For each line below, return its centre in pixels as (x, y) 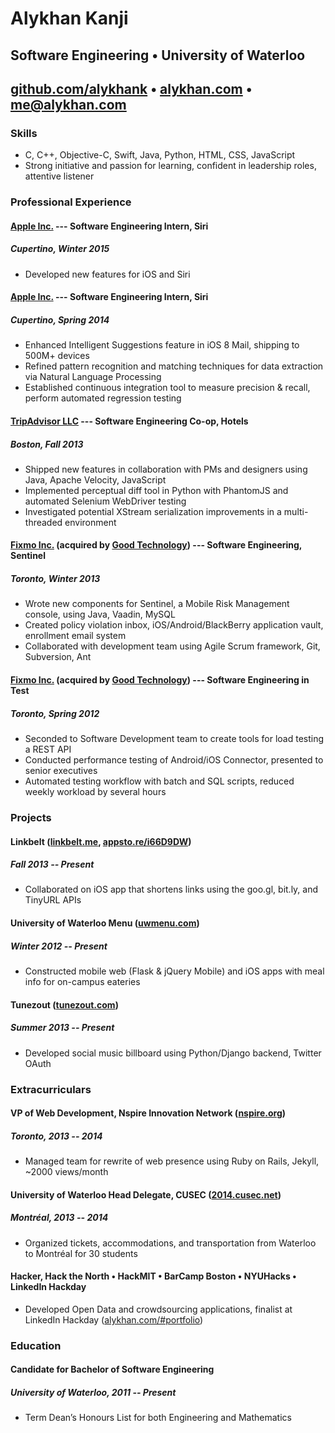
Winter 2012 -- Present (59, 946)
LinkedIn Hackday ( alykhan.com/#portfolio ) (114, 1319)
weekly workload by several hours (95, 791)
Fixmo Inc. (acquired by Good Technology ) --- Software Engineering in (160, 680)
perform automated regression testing (103, 398)
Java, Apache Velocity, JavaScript (95, 479)
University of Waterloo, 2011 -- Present (93, 1392)
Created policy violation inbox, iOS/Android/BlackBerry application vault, (174, 625)
